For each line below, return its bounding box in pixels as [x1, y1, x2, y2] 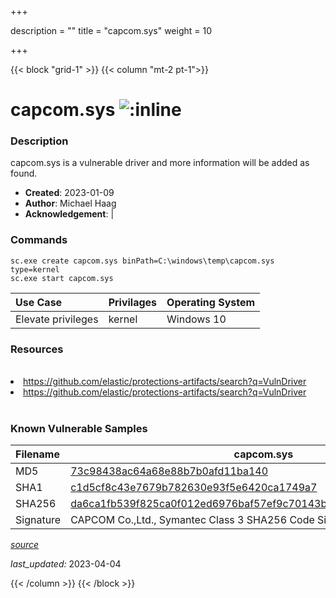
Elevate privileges [15, 312, 99, 326]
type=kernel [10, 264, 60, 275]
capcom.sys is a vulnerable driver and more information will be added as [10, 157, 310, 169]
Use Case [15, 295, 63, 309]
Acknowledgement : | [24, 208, 115, 220]
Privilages [108, 295, 158, 309]
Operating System [166, 295, 256, 309]
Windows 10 [166, 312, 227, 326]
